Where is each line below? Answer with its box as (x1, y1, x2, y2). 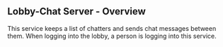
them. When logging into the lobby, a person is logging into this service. (7, 32, 217, 40)
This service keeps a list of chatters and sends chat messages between (7, 24, 217, 32)
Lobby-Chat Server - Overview (7, 6, 147, 18)
